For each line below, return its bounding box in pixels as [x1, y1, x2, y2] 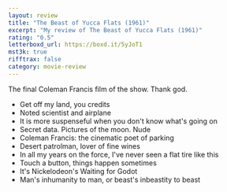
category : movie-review [8, 63, 87, 71]
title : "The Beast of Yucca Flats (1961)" [8, 19, 150, 27]
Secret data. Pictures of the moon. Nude [19, 124, 151, 134]
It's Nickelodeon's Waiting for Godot [19, 166, 138, 175]
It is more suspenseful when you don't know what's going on [19, 116, 218, 126]
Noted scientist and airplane [19, 108, 112, 117]
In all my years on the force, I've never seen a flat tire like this [19, 150, 219, 159]
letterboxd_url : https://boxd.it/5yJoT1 [8, 41, 143, 49]
